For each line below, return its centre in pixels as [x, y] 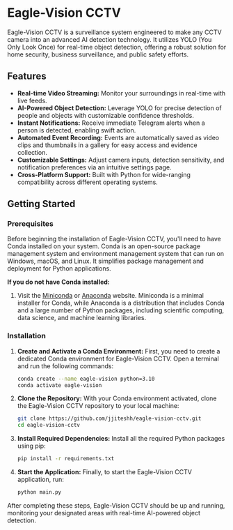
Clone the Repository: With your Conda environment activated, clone [117, 398]
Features [27, 76]
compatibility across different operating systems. [87, 182]
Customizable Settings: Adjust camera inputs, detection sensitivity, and [121, 160]
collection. [32, 152]
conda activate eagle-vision [59, 385]
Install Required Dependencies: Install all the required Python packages [121, 439]
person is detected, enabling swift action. [77, 130]
